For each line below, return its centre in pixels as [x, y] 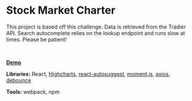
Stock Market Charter [61, 10]
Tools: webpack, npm [33, 91]
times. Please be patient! [36, 39]
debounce [19, 80]
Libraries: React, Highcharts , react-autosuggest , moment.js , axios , [88, 74]
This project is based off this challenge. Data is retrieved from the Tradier [96, 27]
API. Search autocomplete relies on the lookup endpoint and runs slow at [96, 33]
